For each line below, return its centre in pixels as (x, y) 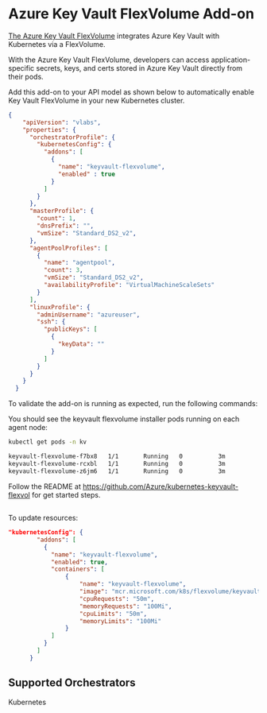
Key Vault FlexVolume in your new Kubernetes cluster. (97, 100)
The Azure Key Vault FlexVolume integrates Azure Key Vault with (114, 36)
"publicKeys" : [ (70, 329)
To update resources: (43, 518)
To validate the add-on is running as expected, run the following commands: (133, 404)
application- (231, 60)
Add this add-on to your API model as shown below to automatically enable (131, 91)
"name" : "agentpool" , (79, 263)
